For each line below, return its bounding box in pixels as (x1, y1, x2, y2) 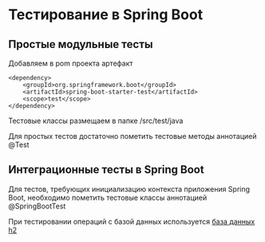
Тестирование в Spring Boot (8, 6, 204, 24)
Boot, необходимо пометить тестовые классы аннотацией (8, 192, 208, 202)
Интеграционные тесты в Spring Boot (8, 163, 205, 177)
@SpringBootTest (8, 201, 66, 211)
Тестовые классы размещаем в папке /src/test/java (8, 116, 184, 125)
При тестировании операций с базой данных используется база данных (8, 216, 255, 226)
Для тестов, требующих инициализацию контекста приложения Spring (8, 184, 250, 193)
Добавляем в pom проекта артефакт (8, 58, 133, 68)
